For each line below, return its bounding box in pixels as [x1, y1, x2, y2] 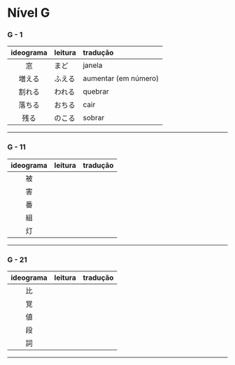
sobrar [83, 113, 105, 123]
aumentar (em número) [83, 73, 159, 83]
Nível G [7, 5, 50, 21]
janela [83, 61, 103, 71]
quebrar [83, 87, 110, 96]
